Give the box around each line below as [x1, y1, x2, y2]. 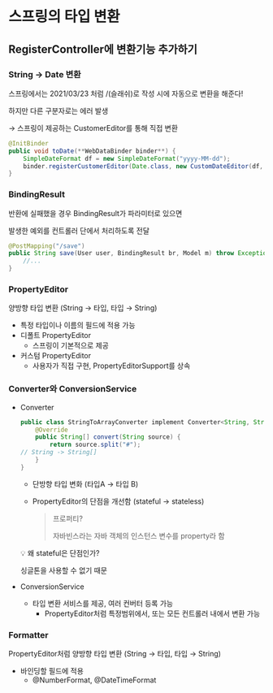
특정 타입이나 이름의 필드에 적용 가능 [19, 320, 136, 330]
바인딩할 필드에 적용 [19, 666, 84, 676]
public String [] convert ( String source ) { [35, 433, 181, 441]
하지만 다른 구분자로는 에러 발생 [8, 106, 109, 115]
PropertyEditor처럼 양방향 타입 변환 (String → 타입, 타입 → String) [8, 649, 222, 659]
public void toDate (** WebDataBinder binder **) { [8, 147, 176, 155]
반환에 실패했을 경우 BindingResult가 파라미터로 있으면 [8, 208, 183, 218]
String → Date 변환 [8, 68, 81, 80]
